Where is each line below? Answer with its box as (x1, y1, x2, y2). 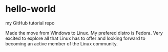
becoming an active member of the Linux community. (5, 40, 118, 46)
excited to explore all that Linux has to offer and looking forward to (5, 35, 146, 41)
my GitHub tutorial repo (5, 20, 55, 26)
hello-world (5, 3, 56, 15)
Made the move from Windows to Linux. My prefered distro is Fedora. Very (5, 30, 163, 36)
